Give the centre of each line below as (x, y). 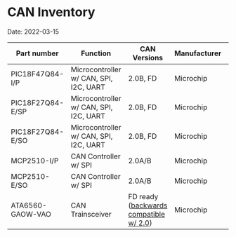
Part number (37, 53)
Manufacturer (198, 53)
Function (96, 53)
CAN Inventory (51, 12)
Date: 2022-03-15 (33, 32)
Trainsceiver (91, 214)
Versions (148, 57)
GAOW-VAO (31, 214)
